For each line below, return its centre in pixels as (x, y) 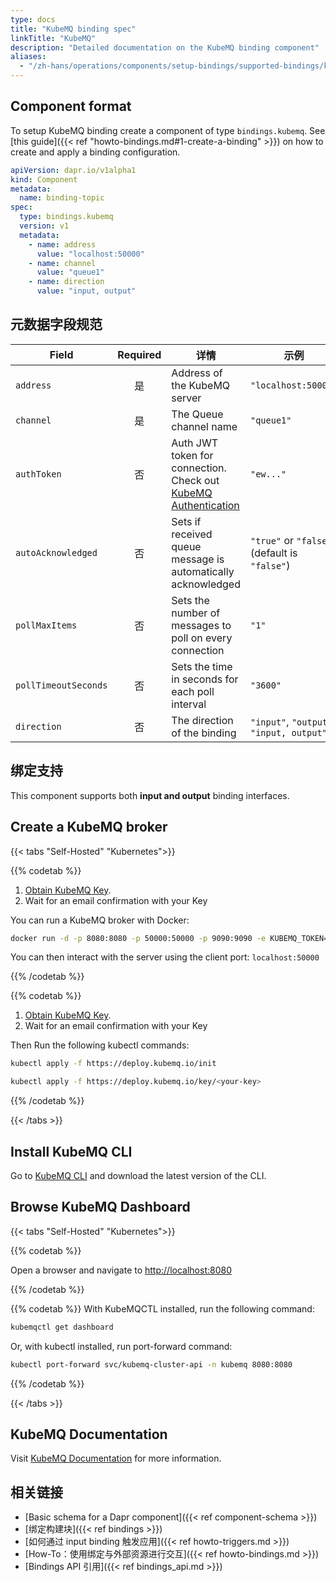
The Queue (197, 414)
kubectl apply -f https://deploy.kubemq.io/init (113, 1064)
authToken (38, 474)
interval (189, 704)
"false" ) (270, 565)
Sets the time (202, 666)
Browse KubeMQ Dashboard (100, 1207)
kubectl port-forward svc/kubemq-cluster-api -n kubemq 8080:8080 (151, 1364)
